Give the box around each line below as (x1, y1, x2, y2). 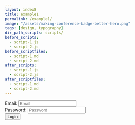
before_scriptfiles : (5, 49, 48, 54)
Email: (5, 100, 18, 106)
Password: (5, 107, 27, 113)
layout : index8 (5, 7, 37, 12)
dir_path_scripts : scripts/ (5, 30, 64, 35)
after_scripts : (5, 63, 37, 68)
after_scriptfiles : (5, 77, 46, 82)
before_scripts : (5, 35, 39, 40)
